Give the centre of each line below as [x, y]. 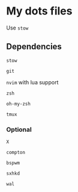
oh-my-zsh [19, 104]
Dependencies [34, 47]
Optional [19, 129]
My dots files [39, 11]
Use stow [17, 28]
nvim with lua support [32, 82]
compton [16, 153]
